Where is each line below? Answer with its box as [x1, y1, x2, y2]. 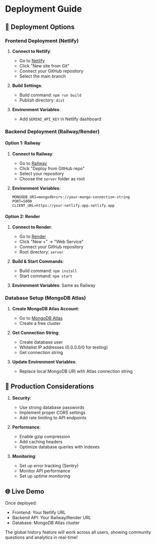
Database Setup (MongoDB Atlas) [5, 295, 87, 302]
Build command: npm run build [19, 92, 82, 98]
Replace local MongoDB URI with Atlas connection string [19, 368, 133, 374]
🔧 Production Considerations [5, 382, 94, 391]
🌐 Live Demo [5, 487, 45, 495]
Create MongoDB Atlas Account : [12, 306, 79, 311]
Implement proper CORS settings [19, 409, 86, 416]
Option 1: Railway [5, 140, 41, 146]
